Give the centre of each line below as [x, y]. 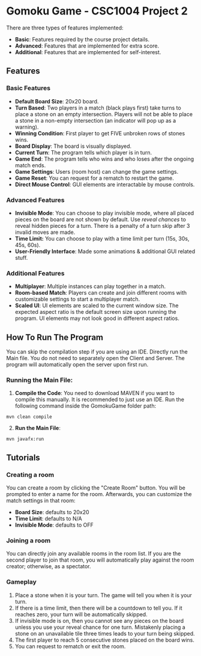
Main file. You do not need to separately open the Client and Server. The [95, 358]
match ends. [30, 165]
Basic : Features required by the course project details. [82, 39]
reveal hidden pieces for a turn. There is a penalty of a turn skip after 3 [102, 225]
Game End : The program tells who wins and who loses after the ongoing [104, 159]
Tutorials [23, 457]
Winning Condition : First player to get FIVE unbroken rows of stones [100, 133]
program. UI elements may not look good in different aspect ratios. [97, 318]
